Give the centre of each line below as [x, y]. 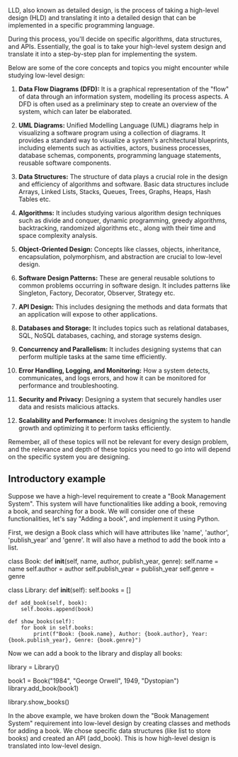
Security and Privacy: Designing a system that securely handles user [120, 399]
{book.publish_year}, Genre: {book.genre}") [75, 640]
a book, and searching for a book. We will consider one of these [101, 511]
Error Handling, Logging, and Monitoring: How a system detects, [114, 370]
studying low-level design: [47, 75]
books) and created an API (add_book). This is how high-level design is [112, 738]
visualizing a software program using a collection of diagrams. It [112, 133]
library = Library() [34, 667]
